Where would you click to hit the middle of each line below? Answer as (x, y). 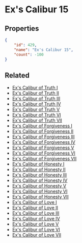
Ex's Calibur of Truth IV (36, 104)
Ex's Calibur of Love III (36, 213)
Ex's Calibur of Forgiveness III (43, 137)
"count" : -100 (29, 54)
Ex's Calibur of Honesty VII (40, 197)
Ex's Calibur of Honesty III (39, 175)
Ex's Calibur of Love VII (37, 235)
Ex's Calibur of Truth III (36, 99)
